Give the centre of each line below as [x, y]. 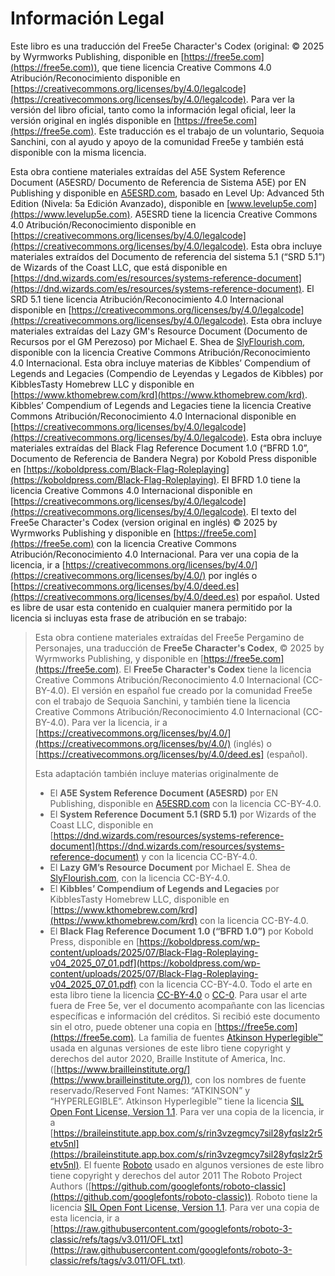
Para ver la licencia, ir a [119, 722]
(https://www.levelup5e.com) [70, 214]
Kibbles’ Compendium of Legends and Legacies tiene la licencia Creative [161, 405]
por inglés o [233, 575]
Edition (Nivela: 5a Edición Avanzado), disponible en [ [120, 203]
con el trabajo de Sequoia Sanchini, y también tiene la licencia [162, 701]
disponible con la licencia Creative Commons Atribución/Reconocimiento [160, 352]
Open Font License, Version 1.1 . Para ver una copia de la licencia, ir [187, 1111]
